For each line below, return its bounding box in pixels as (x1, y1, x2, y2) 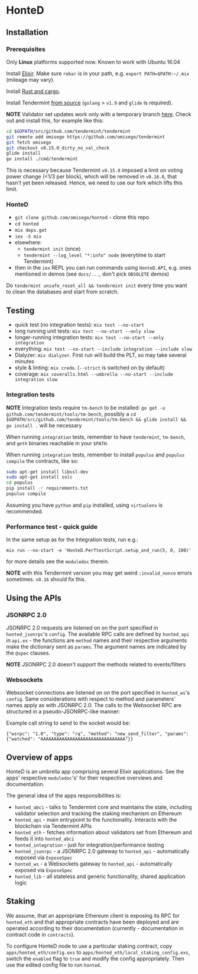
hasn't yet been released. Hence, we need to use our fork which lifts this (6, 179, 183, 187)
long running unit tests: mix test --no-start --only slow (14, 327, 155, 335)
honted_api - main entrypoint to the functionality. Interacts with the (14, 816, 177, 823)
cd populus (6, 480, 33, 486)
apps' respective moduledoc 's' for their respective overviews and (6, 774, 163, 781)
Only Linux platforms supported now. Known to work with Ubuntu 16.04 (6, 58, 180, 65)
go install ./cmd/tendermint (6, 156, 78, 162)
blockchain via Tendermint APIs (14, 822, 92, 829)
